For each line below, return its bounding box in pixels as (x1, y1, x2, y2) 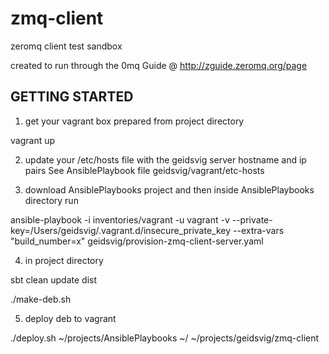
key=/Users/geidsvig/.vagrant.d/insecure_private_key (10, 224, 232, 236)
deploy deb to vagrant (24, 312, 117, 324)
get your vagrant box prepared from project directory (24, 115, 245, 127)
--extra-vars (233, 224, 285, 236)
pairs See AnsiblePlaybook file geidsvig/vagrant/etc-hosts (24, 164, 265, 176)
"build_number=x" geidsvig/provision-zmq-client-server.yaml (10, 235, 264, 247)
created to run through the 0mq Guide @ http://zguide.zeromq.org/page (10, 59, 308, 71)
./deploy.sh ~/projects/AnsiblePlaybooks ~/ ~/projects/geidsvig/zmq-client (10, 332, 320, 344)
